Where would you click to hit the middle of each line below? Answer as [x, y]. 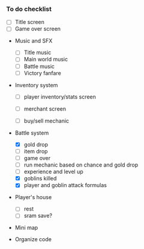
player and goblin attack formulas [65, 185]
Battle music [39, 66]
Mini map [26, 228]
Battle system [32, 133]
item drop [36, 151]
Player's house [33, 197]
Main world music [46, 60]
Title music [37, 52]
